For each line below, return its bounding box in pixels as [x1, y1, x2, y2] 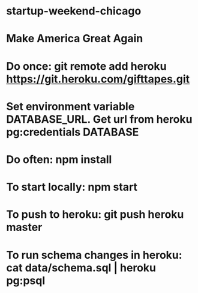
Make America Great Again [6, 32, 143, 46]
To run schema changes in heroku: [6, 248, 182, 262]
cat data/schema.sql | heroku [6, 261, 156, 274]
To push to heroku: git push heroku [6, 208, 184, 221]
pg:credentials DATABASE [6, 125, 139, 139]
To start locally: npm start [6, 180, 138, 194]
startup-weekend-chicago [6, 4, 142, 18]
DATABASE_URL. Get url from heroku [6, 113, 193, 126]
